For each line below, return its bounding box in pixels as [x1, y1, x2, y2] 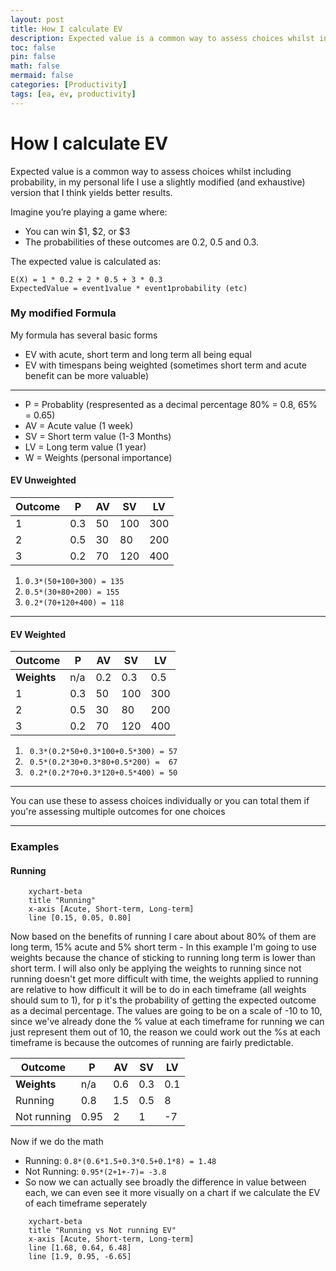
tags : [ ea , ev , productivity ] [10, 89, 137, 99]
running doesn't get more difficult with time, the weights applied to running [10, 973, 319, 985]
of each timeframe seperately [24, 1197, 148, 1210]
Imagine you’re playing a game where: [10, 206, 168, 218]
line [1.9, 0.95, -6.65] [28, 1252, 132, 1262]
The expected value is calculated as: [10, 255, 162, 267]
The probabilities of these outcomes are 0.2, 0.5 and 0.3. [24, 236, 259, 248]
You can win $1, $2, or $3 [24, 225, 131, 237]
